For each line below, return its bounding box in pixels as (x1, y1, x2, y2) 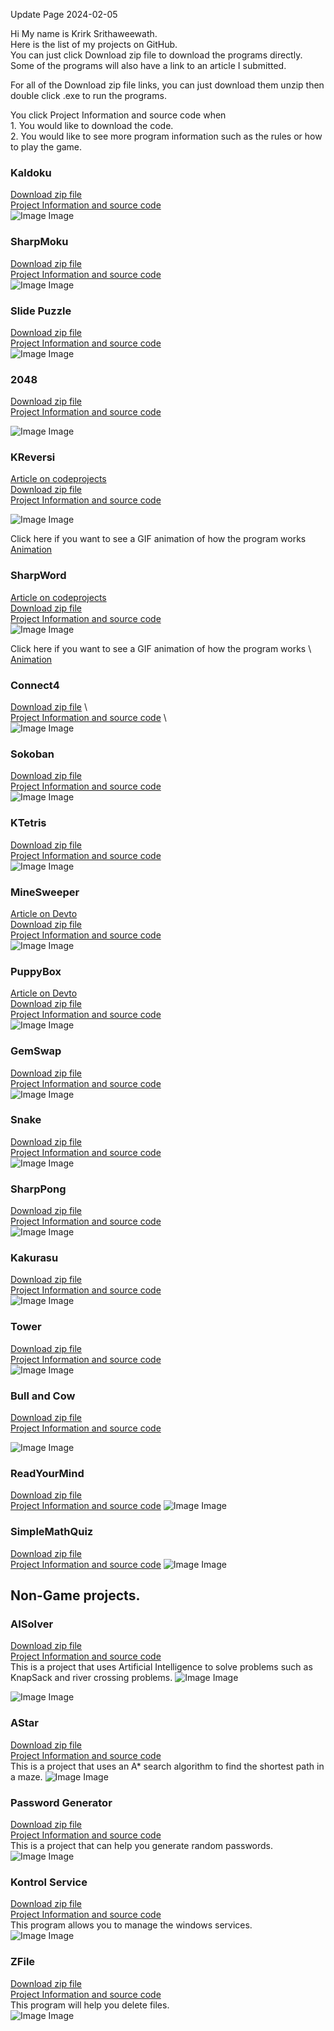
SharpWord (10, 569, 67, 583)
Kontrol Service (10, 1875, 88, 1889)
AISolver (10, 1617, 54, 1631)
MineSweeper (10, 885, 80, 899)
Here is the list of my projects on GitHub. (10, 39, 178, 50)
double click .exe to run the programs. (10, 90, 167, 101)
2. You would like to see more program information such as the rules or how (10, 130, 323, 142)
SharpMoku (10, 235, 69, 249)
